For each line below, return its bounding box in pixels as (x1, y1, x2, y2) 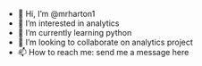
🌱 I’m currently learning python (17, 28, 132, 37)
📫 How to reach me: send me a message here (17, 47, 189, 57)
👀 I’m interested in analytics (17, 18, 120, 29)
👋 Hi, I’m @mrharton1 (17, 9, 96, 19)
